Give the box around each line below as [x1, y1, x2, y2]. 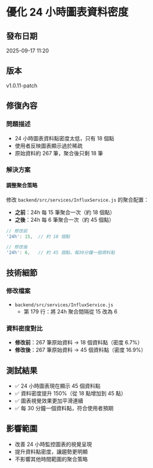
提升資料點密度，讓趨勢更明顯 [14, 448, 88, 455]
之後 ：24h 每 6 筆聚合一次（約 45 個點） [14, 216, 114, 223]
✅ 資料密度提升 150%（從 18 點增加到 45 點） [14, 390, 126, 397]
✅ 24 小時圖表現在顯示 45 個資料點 [14, 382, 101, 390]
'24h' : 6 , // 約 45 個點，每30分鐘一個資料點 [6, 250, 116, 256]
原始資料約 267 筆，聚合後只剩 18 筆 [14, 149, 104, 156]
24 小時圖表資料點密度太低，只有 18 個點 [14, 134, 114, 142]
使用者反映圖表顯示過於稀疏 [14, 142, 83, 149]
